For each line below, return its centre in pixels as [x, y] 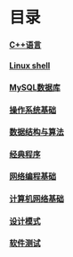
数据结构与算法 [36, 132]
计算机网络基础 [36, 199]
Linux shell [30, 66]
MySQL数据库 [35, 87]
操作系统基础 [32, 110]
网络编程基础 [32, 176]
